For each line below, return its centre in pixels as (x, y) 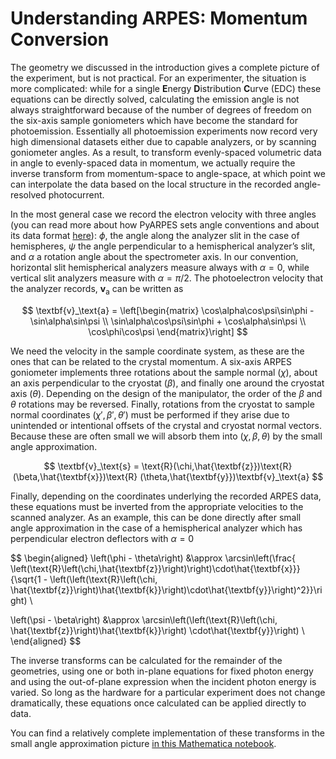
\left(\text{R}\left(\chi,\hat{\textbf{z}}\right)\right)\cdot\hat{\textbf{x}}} (155, 568)
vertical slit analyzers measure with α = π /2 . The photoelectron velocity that (167, 278)
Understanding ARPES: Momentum (159, 18)
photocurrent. (76, 194)
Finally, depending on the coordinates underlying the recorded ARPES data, (166, 496)
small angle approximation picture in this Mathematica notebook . (143, 743)
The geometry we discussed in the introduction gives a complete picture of (165, 67)
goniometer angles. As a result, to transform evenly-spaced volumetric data (166, 152)
